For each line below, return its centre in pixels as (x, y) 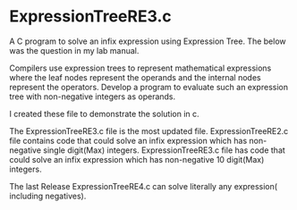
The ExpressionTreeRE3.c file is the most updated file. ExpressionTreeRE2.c (149, 130)
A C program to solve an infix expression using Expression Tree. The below (148, 41)
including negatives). (48, 196)
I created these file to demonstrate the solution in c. (104, 113)
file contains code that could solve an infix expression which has (128, 140)
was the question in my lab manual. (74, 50)
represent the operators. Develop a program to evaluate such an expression (149, 87)
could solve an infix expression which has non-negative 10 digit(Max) (137, 159)
